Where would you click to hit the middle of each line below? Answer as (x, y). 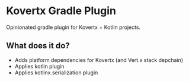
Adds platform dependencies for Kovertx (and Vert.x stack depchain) (99, 60)
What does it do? (38, 46)
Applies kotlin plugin (39, 66)
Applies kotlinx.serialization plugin (56, 73)
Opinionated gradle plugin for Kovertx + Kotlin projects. (73, 27)
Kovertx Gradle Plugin (61, 11)
